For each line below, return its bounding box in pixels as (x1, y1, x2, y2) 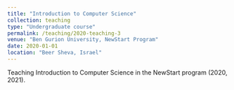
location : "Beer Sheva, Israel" (7, 50, 102, 57)
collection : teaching (7, 17, 71, 24)
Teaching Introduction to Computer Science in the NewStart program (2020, (7, 68, 228, 77)
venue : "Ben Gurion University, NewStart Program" (7, 36, 159, 43)
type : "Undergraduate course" (7, 23, 96, 30)
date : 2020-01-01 (7, 43, 58, 50)
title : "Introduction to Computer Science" (7, 10, 137, 17)
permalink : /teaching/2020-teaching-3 (7, 29, 121, 37)
